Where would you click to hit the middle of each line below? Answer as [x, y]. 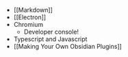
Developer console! [51, 32]
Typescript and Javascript [50, 39]
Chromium [28, 24]
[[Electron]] [30, 17]
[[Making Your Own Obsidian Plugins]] [67, 46]
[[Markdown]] [33, 10]
